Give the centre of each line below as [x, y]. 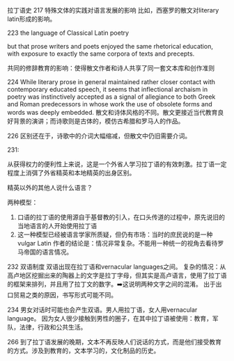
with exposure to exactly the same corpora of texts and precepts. [101, 54]
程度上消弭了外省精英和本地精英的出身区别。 [71, 173]
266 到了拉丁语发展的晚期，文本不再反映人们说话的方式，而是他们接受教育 [114, 342]
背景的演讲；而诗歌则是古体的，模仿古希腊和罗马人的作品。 [99, 121]
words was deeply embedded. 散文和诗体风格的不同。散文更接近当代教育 [112, 112]
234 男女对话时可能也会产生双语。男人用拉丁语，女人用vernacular [102, 310]
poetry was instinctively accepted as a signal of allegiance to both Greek [111, 97]
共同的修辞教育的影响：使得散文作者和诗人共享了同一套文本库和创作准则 [111, 68]
